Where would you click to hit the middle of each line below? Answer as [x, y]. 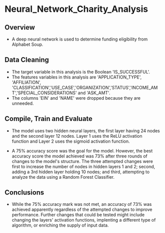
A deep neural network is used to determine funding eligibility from [80, 39]
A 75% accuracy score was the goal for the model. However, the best [82, 151]
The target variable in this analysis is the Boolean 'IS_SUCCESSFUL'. [81, 72]
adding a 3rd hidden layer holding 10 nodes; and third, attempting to [81, 172]
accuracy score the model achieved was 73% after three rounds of [80, 156]
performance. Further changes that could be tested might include [78, 215]
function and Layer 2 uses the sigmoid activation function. [71, 141]
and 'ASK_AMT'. [94, 93]
